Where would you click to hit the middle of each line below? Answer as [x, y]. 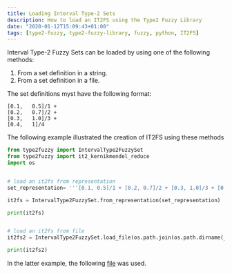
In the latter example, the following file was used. [77, 263]
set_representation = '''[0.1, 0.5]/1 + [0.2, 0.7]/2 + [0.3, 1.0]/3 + [111, 188]
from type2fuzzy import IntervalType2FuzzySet [75, 150]
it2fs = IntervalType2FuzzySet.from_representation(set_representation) [114, 200]
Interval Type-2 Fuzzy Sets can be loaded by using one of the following [109, 52]
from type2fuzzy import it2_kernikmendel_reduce [78, 157]
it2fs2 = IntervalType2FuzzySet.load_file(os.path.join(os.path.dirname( [116, 238]
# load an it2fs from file [46, 231]
